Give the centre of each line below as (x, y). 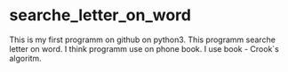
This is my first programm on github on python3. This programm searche (142, 40)
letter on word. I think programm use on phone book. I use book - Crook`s (144, 48)
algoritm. (25, 58)
